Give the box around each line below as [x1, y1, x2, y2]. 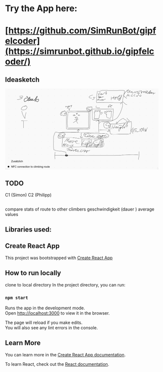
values [5, 211, 18, 217]
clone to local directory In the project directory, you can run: [5, 282, 126, 287]
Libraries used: [5, 226, 52, 234]
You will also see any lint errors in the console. [5, 324, 98, 331]
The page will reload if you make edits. [5, 319, 83, 325]
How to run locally [5, 269, 61, 277]
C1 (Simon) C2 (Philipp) [5, 192, 52, 198]
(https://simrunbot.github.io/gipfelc [5, 46, 154, 57]
